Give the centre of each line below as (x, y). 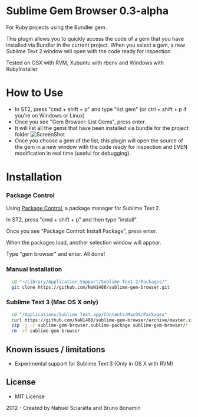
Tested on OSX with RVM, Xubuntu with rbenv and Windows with (85, 63)
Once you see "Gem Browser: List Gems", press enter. (80, 122)
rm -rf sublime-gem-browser (46, 331)
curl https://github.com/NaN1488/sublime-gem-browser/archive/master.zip (104, 320)
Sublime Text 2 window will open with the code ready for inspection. (89, 51)
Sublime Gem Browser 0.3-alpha (88, 11)
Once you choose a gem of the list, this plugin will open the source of (99, 141)
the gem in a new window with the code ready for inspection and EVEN (101, 146)
